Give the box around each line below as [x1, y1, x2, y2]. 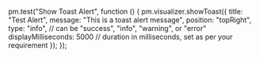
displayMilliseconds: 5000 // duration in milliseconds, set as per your [8, 32, 233, 41]
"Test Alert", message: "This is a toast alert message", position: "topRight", [8, 15, 252, 25]
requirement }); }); [8, 41, 67, 50]
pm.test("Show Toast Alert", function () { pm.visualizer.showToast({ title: [8, 7, 243, 16]
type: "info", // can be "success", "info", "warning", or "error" [8, 24, 207, 33]
